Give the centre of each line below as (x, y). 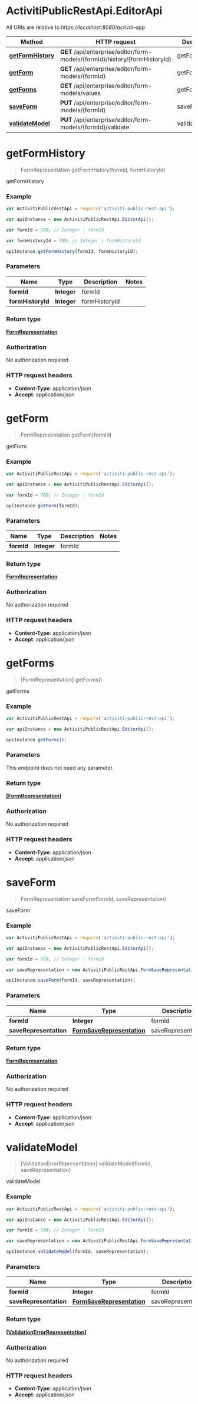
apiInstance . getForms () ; (37, 740)
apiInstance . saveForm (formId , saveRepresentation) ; (71, 980)
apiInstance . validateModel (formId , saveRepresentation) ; (77, 1252)
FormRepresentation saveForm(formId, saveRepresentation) (93, 898)
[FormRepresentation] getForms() (61, 679)
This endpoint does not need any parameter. (60, 768)
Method (32, 41)
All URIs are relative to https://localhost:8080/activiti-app (76, 27)
